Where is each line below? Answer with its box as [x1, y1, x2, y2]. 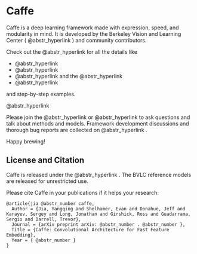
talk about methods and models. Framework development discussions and [6, 120, 189, 127]
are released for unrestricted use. [6, 178, 88, 185]
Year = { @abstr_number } [11, 237, 76, 243]
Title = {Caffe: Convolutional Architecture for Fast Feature [11, 227, 170, 232]
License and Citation [6, 155, 85, 166]
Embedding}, [6, 232, 36, 238]
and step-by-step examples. [6, 90, 76, 97]
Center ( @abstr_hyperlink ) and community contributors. [6, 36, 147, 44]
